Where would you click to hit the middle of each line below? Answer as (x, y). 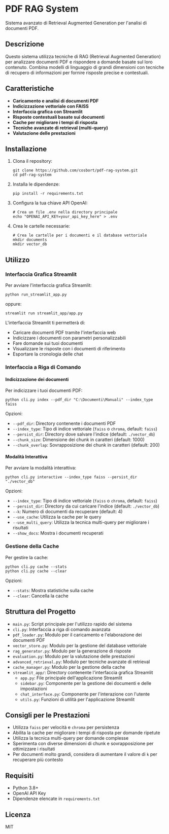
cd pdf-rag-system (32, 175)
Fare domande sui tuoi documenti (48, 343)
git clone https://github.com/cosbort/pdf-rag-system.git (75, 170)
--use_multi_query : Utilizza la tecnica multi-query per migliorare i (81, 522)
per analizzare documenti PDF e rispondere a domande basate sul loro (79, 62)
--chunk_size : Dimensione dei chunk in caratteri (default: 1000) (78, 440)
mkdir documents (30, 240)
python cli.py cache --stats (36, 567)
